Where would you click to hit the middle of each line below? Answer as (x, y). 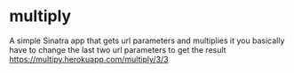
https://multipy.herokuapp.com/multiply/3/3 (89, 59)
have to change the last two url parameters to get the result (118, 49)
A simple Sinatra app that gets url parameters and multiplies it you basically (147, 40)
